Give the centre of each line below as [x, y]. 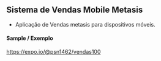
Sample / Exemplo [30, 38]
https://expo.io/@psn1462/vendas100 [54, 52]
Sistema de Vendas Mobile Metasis [75, 10]
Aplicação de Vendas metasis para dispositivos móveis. [85, 24]
